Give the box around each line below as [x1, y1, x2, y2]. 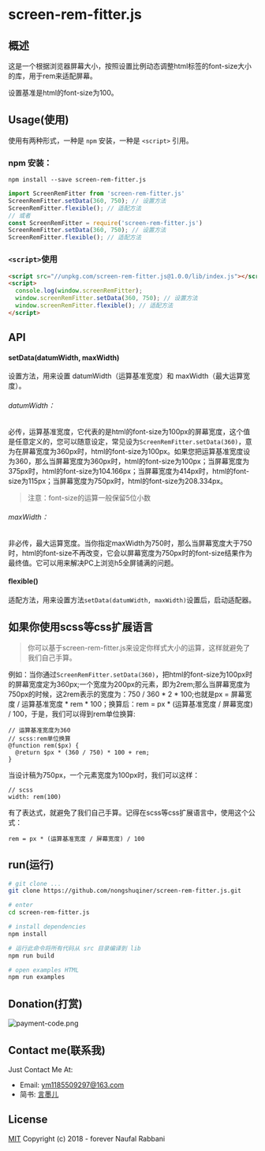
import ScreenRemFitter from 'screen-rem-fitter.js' [8, 189, 185, 198]
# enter [8, 902, 34, 909]
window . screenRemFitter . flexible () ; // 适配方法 [15, 302, 174, 309]
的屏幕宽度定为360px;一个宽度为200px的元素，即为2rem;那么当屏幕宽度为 [8, 679, 251, 688]
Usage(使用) [8, 113, 69, 127]
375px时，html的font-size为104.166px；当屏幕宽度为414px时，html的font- [8, 466, 250, 475]
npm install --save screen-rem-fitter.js [8, 176, 147, 184]
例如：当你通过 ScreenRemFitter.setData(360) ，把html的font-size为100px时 [8, 669, 252, 679]
